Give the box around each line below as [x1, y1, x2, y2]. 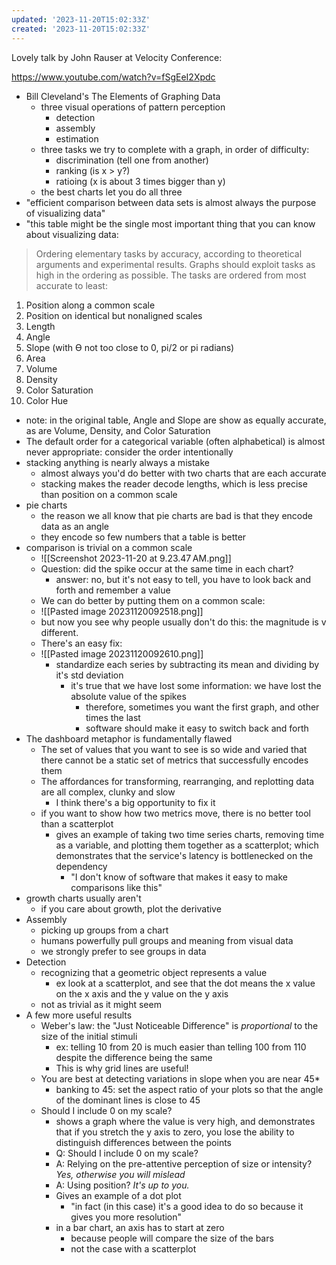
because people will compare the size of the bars [70, 1232, 274, 1244]
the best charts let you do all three [40, 186, 183, 198]
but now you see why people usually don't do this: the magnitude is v [40, 616, 327, 628]
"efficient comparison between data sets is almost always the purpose [25, 196, 317, 208]
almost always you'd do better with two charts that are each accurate [40, 467, 327, 479]
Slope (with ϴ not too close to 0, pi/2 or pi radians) [25, 341, 235, 353]
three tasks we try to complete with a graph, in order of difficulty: [40, 143, 310, 155]
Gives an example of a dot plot [55, 1189, 182, 1201]
